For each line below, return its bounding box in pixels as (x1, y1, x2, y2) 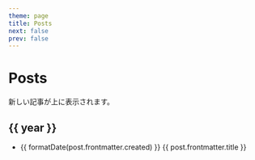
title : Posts (8, 19, 53, 27)
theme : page (8, 11, 49, 20)
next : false (8, 27, 49, 35)
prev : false (8, 34, 49, 43)
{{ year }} (8, 120, 57, 134)
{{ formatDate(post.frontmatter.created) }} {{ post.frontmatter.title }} (19, 142, 247, 152)
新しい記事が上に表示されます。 (8, 97, 115, 107)
